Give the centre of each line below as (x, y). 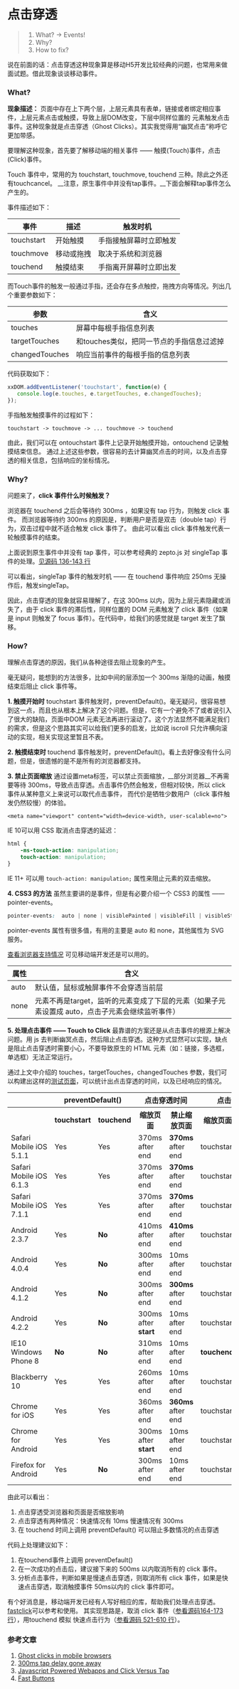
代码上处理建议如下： (38, 1545)
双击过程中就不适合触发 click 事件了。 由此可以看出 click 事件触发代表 (122, 529)
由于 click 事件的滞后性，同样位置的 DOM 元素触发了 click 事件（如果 (127, 610)
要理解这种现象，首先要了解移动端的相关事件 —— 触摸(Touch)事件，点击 (114, 151)
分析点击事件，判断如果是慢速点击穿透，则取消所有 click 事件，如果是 (120, 1577)
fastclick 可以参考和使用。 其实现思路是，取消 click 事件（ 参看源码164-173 (116, 1610)
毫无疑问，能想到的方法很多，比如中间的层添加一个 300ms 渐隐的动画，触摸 (119, 677)
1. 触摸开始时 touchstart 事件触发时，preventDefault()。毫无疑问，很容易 (113, 701)
